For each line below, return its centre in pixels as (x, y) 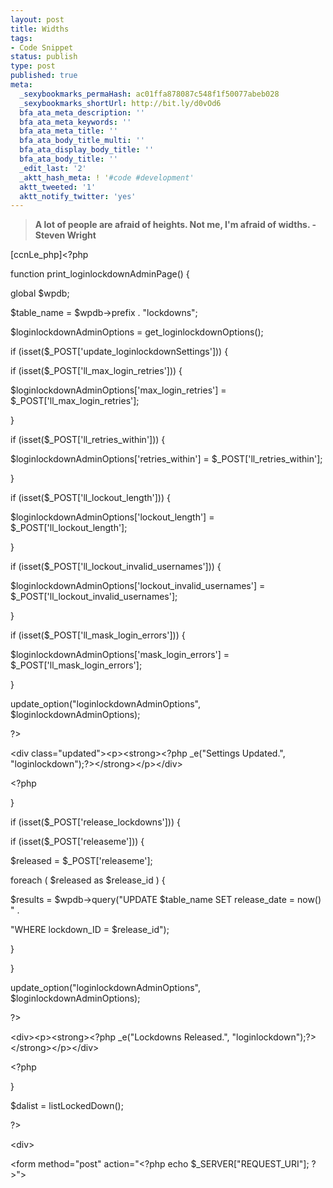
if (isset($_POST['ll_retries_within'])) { (88, 440)
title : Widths (40, 29)
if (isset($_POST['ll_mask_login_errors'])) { (98, 635)
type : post (33, 66)
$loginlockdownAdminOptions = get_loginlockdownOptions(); (137, 332)
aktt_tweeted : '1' (58, 187)
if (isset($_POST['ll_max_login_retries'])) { (96, 371)
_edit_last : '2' (53, 168)
